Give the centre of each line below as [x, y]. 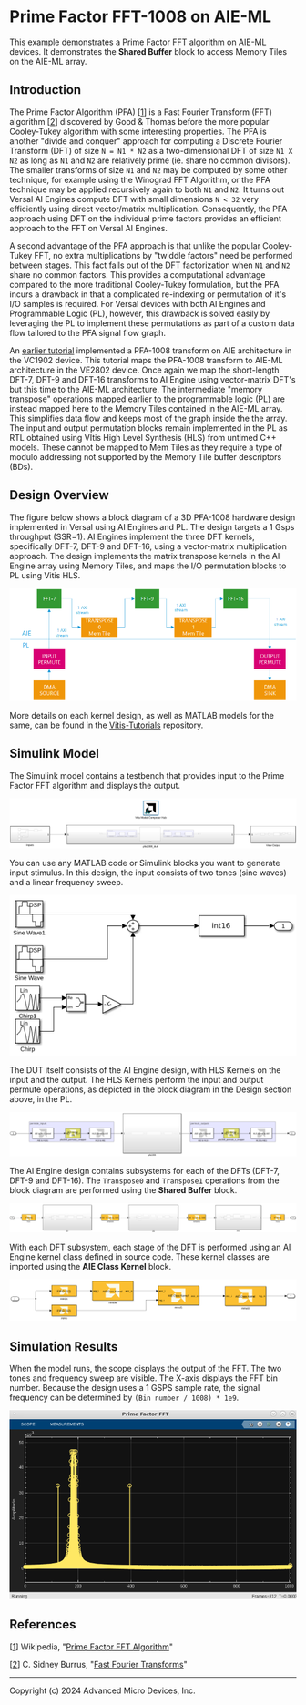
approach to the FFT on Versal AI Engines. [89, 228]
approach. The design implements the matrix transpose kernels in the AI [145, 556]
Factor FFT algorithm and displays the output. [95, 785]
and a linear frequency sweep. [66, 882]
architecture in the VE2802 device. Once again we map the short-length [144, 370]
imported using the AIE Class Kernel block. [91, 1266]
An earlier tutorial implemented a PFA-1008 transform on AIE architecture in [151, 350]
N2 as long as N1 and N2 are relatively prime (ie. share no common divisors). [150, 160]
